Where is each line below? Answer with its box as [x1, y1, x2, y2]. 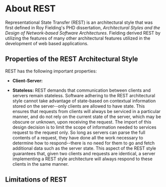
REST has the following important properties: [5, 68, 97, 74]
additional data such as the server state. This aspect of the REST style [12, 145, 157, 151]
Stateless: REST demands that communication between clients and [12, 87, 151, 93]
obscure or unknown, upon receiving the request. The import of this [12, 119, 152, 125]
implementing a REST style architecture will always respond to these [12, 156, 153, 162]
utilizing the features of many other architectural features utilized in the [5, 35, 151, 41]
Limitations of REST [5, 176, 67, 184]
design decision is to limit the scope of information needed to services [12, 124, 157, 130]
